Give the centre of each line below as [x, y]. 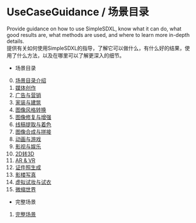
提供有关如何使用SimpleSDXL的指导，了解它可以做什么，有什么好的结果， [96, 48]
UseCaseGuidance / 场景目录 [78, 12]
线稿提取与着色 [33, 124]
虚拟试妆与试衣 [33, 182]
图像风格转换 [30, 110]
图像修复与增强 [33, 117]
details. [16, 41]
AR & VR [25, 160]
